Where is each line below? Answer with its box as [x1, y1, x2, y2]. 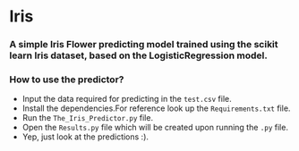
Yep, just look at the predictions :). [21, 131, 149, 142]
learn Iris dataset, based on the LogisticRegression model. [9, 49, 269, 62]
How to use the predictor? [9, 73, 124, 86]
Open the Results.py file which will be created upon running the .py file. [21, 122, 289, 133]
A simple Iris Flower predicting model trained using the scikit [9, 38, 279, 51]
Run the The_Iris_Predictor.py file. [21, 113, 154, 123]
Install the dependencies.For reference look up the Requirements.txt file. [21, 103, 291, 113]
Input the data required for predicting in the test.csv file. [21, 94, 233, 105]
